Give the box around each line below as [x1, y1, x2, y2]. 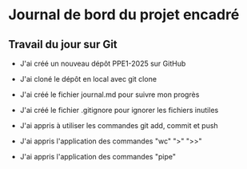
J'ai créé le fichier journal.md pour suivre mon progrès [19, 90, 200, 99]
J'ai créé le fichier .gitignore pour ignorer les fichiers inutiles [19, 106, 219, 115]
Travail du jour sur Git [8, 38, 118, 51]
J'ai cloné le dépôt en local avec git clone [19, 74, 157, 83]
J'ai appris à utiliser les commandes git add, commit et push [19, 121, 218, 130]
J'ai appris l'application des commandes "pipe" [19, 152, 176, 161]
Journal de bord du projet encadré [8, 6, 240, 24]
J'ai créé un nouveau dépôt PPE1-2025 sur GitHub [19, 58, 186, 68]
